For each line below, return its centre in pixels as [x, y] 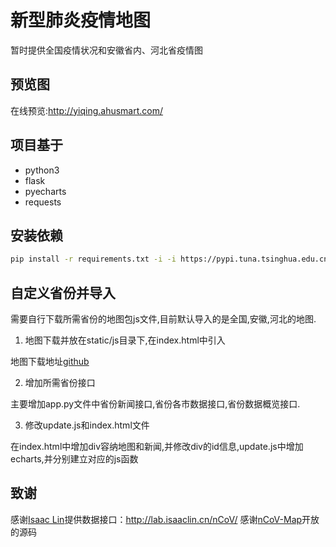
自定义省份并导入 [63, 292]
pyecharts [45, 191]
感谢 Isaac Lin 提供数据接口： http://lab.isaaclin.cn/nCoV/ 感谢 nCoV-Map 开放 [165, 519]
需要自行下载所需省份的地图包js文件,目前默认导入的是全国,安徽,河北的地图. [163, 319]
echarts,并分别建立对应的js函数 [74, 459]
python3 [42, 170]
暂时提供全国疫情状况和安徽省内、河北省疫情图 [106, 50]
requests [43, 202]
